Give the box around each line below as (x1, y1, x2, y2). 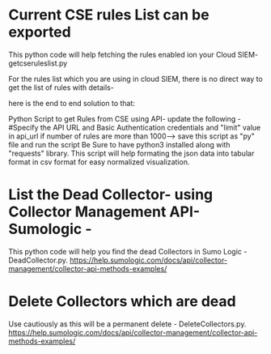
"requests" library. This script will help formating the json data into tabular (8, 148, 255, 158)
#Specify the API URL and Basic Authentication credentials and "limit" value (8, 122, 261, 132)
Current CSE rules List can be (8, 6, 210, 24)
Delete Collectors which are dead (8, 292, 236, 311)
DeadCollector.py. (8, 255, 69, 265)
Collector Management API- (8, 203, 201, 221)
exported (8, 23, 71, 41)
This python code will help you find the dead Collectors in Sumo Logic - (8, 246, 248, 256)
